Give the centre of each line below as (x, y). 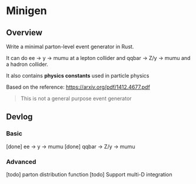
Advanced (21, 162)
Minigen (26, 11)
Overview (24, 33)
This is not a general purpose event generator (76, 98)
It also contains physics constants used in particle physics (78, 76)
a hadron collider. (27, 64)
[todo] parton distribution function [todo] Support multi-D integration (89, 174)
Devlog (19, 117)
